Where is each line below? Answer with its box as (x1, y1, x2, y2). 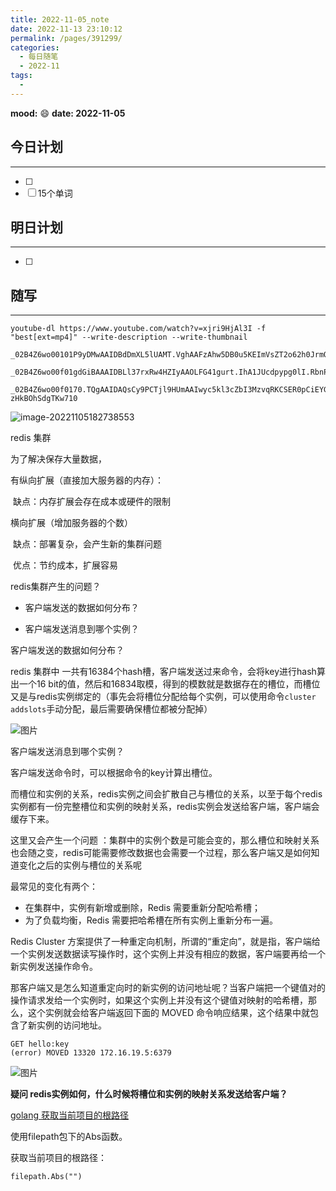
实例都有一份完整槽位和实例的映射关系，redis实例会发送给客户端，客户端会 (10, 801, 320, 813)
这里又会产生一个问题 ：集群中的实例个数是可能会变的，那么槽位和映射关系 (10, 834, 320, 846)
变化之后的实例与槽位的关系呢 (18, 859, 142, 871)
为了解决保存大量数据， (10, 453, 107, 465)
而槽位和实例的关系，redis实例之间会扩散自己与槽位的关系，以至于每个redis (10, 788, 323, 800)
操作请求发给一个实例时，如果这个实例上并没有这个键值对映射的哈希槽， (10, 994, 308, 1006)
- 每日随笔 (19, 52, 59, 62)
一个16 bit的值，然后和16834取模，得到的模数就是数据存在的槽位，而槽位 (18, 678, 321, 690)
